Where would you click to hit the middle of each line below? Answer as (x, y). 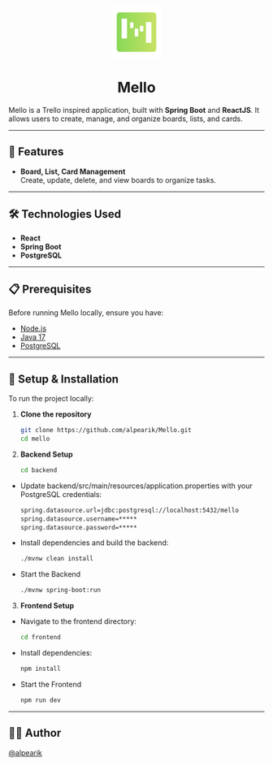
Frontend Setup (47, 606)
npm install (40, 669)
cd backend (39, 470)
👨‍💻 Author (35, 733)
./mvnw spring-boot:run (61, 591)
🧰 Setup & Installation (64, 379)
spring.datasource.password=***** (78, 527)
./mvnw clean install (56, 559)
